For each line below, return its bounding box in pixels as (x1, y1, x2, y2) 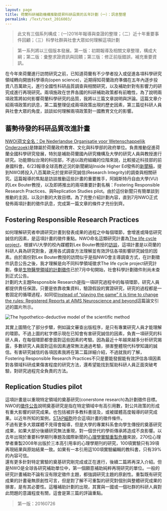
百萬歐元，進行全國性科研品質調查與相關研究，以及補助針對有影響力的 (13, 83, 158, 89)
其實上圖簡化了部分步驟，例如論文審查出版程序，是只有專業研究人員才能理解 (5, 325, 162, 330)
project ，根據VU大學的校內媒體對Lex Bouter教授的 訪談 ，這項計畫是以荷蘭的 (5, 242, 162, 247)
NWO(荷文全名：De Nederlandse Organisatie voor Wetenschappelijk (5, 138, 146, 145)
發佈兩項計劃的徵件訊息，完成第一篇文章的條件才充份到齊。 (5, 200, 127, 207)
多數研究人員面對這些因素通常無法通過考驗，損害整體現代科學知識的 (13, 343, 153, 349)
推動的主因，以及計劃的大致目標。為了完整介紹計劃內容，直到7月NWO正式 (5, 194, 158, 200)
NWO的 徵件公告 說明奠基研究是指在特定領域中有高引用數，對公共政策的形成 (5, 402, 160, 409)
